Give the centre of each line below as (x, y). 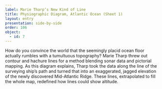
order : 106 (16, 28)
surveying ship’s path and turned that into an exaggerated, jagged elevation (81, 71)
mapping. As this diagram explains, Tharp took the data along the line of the (81, 66)
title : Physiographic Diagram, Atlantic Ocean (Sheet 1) (64, 14)
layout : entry (19, 18)
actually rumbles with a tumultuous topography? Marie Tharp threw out (76, 55)
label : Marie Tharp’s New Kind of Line (45, 9)
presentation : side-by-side (34, 23)
